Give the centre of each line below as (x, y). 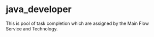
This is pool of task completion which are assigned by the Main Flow (78, 23)
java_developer (39, 9)
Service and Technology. (32, 28)
